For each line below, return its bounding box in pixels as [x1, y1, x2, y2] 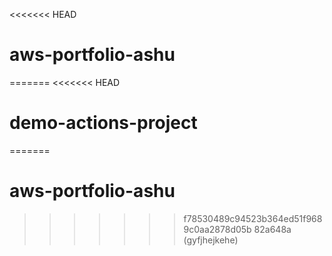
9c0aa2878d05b [183, 223, 252, 235]
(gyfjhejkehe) [183, 234, 239, 246]
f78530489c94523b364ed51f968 [183, 212, 323, 224]
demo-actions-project [9, 112, 198, 134]
